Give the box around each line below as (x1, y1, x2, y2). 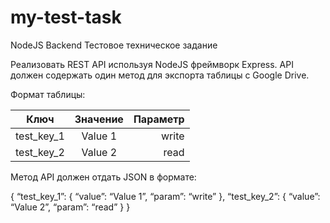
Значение (74, 112, 124, 126)
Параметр (133, 112, 185, 126)
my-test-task (10, 6, 122, 29)
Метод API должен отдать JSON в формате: (10, 171, 197, 183)
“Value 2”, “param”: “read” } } (10, 201, 131, 213)
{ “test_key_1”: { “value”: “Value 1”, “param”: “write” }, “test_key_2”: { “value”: (10, 190, 321, 202)
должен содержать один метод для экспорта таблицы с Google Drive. (10, 69, 310, 81)
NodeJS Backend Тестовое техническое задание (10, 39, 218, 51)
